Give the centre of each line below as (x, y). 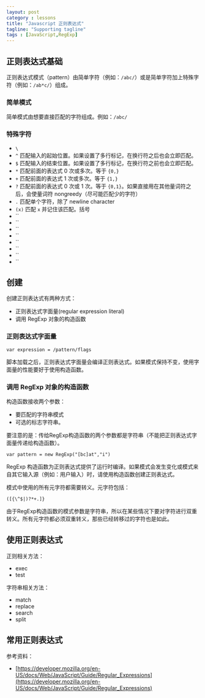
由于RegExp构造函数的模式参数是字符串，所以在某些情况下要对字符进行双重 (102, 511)
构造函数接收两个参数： (36, 401)
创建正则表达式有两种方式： (41, 298)
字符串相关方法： (28, 587)
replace (25, 606)
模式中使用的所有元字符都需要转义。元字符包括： (68, 487)
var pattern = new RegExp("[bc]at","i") (59, 454)
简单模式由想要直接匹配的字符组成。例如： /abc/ (67, 117)
